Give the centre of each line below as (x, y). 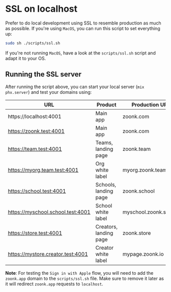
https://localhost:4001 (35, 116)
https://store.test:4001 (35, 233)
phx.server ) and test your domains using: (49, 92)
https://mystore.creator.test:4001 (48, 254)
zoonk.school (139, 191)
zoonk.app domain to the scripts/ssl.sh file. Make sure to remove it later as (85, 278)
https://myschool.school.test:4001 (49, 212)
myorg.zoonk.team (145, 170)
